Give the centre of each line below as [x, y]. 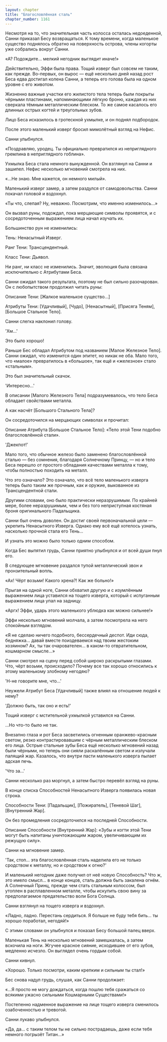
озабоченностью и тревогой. [36, 1010]
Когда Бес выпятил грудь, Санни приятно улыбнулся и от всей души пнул [83, 550]
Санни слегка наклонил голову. [39, 321]
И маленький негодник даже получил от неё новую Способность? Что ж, [83, 875]
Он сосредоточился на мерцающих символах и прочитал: [67, 420]
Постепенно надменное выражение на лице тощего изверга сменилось [82, 1005]
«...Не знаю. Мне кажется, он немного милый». [56, 179]
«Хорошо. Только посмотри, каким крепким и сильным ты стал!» [75, 970]
